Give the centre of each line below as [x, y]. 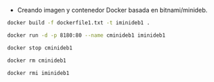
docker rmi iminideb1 [38, 73]
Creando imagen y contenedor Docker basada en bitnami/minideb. [112, 10]
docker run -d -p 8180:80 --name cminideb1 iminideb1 [87, 35]
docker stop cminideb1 [40, 48]
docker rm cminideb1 [37, 60]
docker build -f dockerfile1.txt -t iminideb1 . [79, 23]
